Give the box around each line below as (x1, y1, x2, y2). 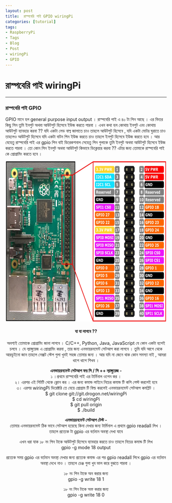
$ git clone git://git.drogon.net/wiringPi (45, 390, 127, 396)
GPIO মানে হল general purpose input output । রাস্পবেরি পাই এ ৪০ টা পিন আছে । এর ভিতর (5, 116, 163, 122)
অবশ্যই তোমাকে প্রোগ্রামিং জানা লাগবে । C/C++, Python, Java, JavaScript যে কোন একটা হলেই (7, 340, 165, 346)
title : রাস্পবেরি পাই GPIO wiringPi (5, 13, 73, 19)
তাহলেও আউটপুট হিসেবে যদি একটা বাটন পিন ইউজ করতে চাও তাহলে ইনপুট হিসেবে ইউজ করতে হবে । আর (5, 133, 160, 139)
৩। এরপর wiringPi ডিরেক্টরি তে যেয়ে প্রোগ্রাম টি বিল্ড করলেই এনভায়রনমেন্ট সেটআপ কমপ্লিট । (16, 385, 156, 391)
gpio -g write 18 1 (68, 476, 104, 482)
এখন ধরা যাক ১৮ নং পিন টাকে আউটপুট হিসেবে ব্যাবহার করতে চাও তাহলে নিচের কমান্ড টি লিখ (19, 438, 153, 445)
